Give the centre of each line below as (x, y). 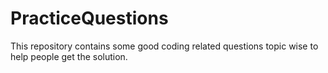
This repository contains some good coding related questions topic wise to (164, 46)
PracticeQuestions (89, 18)
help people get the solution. (69, 56)
